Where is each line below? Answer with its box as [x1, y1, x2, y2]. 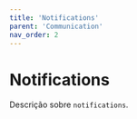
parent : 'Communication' [9, 22, 103, 31]
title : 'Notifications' [9, 13, 100, 23]
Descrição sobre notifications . [9, 99, 129, 110]
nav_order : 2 [9, 30, 59, 39]
